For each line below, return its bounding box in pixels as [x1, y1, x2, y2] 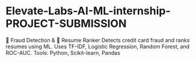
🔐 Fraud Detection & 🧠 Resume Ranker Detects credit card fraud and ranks [5, 36, 190, 44]
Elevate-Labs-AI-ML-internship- [5, 4, 171, 18]
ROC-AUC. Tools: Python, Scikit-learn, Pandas [5, 49, 121, 56]
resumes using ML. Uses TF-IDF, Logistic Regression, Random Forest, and [5, 43, 190, 50]
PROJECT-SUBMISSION [5, 17, 127, 30]
